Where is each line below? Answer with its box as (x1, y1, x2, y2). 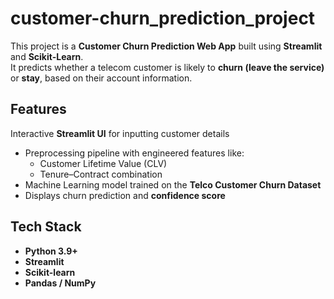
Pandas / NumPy (24, 277, 97, 289)
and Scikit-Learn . (10, 50, 84, 62)
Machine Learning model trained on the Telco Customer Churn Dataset (24, 178, 322, 191)
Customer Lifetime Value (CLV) (39, 157, 168, 169)
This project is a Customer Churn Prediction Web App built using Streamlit (10, 40, 323, 52)
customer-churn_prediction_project (10, 7, 316, 30)
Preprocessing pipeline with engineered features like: (24, 147, 245, 159)
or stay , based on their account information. (10, 72, 193, 84)
